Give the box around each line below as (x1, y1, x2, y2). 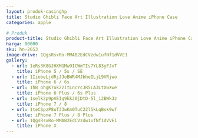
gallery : (6, 57, 28, 63)
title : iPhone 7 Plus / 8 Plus (16, 112, 94, 118)
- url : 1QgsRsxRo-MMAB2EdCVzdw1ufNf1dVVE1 (11, 117, 117, 123)
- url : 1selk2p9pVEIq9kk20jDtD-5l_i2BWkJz (11, 96, 117, 102)
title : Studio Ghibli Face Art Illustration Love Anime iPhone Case (6, 14, 178, 20)
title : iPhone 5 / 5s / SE (16, 68, 83, 74)
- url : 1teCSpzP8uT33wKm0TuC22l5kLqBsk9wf (11, 106, 117, 112)
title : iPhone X (16, 123, 57, 129)
